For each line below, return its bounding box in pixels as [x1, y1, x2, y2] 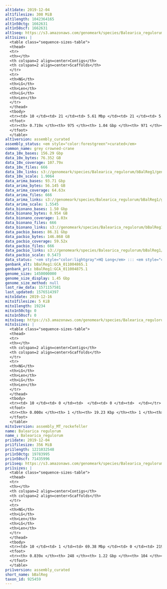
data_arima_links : [5, 197, 43, 202]
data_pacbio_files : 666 [5, 243, 55, 248]
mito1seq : [5, 317, 26, 323]
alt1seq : [5, 30, 23, 35]
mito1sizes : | [5, 322, 35, 327]
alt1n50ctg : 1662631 [5, 21, 48, 26]
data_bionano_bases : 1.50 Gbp [5, 206, 68, 212]
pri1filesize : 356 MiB [5, 443, 52, 448]
